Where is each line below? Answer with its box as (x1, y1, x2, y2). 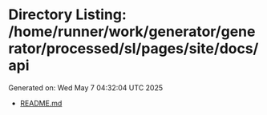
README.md (19, 98, 63, 108)
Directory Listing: (8, 6, 127, 24)
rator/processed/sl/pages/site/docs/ (8, 40, 259, 57)
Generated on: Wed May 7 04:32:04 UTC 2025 (8, 82, 164, 93)
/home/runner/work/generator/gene (8, 22, 256, 41)
